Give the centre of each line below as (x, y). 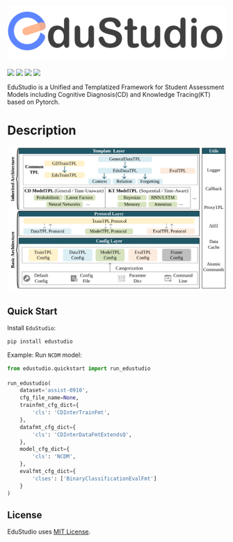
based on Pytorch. (34, 102)
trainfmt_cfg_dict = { (49, 405)
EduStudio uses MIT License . (49, 532)
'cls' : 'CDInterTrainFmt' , (71, 413)
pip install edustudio (40, 341)
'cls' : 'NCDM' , (54, 457)
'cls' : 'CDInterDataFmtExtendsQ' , (82, 435)
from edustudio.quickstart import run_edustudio (79, 369)
